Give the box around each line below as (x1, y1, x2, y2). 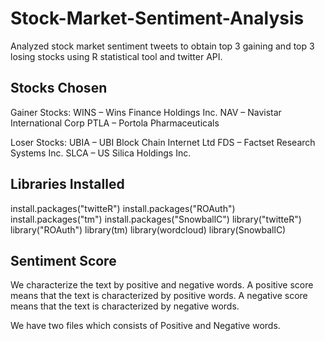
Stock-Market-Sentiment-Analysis (10, 7, 305, 30)
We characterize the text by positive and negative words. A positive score (10, 279, 314, 291)
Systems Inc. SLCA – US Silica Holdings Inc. (10, 147, 192, 159)
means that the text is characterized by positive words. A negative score (10, 290, 308, 302)
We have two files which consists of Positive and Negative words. (10, 320, 281, 332)
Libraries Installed (10, 176, 125, 193)
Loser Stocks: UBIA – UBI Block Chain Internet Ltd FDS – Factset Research (10, 136, 316, 148)
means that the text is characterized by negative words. (10, 300, 240, 312)
